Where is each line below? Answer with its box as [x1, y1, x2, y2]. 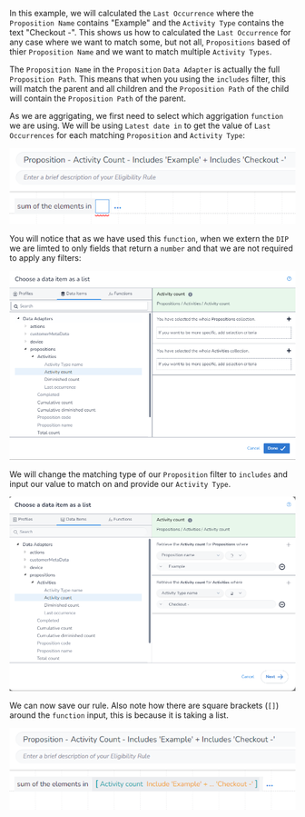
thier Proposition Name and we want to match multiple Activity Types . [9, 46, 272, 57]
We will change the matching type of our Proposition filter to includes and [9, 469, 289, 480]
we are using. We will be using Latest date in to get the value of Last [9, 120, 271, 131]
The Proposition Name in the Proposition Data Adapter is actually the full [9, 64, 280, 75]
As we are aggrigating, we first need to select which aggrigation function [9, 111, 284, 121]
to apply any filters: [9, 252, 82, 263]
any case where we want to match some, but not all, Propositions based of [9, 36, 290, 47]
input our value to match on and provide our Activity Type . [9, 479, 231, 490]
